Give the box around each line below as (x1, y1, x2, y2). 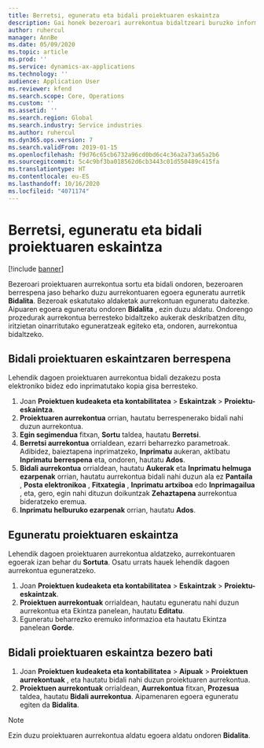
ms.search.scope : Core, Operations (8, 92, 125, 100)
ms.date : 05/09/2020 (8, 41, 76, 49)
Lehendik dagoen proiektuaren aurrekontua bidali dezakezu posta (8, 373, 222, 383)
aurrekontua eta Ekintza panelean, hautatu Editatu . (19, 606, 185, 616)
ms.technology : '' (8, 70, 68, 78)
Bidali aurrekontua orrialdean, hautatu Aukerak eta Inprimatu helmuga (19, 464, 251, 473)
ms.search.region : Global (8, 114, 93, 122)
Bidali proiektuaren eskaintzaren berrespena (8, 352, 232, 365)
